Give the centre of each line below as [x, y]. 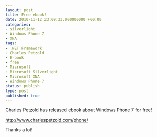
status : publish [23, 86]
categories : [18, 24]
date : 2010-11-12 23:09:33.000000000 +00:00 [53, 19]
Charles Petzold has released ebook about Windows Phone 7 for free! [79, 110]
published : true [23, 96]
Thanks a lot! [19, 130]
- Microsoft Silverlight [32, 72]
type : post [17, 91]
